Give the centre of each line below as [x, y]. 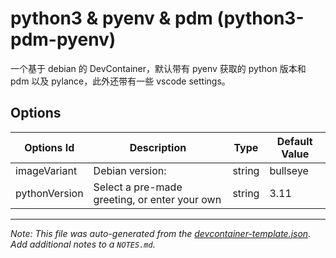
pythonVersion [49, 193]
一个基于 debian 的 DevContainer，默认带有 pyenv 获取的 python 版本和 [158, 68]
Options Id [49, 147]
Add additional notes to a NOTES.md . [83, 244]
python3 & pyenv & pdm [111, 18]
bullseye [289, 170]
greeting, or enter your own [157, 199]
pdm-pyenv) [63, 39]
